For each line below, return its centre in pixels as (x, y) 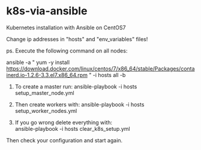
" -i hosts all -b (107, 75)
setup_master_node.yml (44, 93)
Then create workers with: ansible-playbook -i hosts (79, 104)
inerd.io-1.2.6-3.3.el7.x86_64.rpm (47, 75)
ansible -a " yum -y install (38, 62)
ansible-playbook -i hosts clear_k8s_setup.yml (72, 128)
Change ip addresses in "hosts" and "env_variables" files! (77, 39)
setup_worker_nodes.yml (46, 111)
